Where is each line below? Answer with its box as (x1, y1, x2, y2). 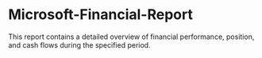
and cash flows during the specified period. (8, 40, 151, 49)
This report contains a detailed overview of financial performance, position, (8, 32, 255, 41)
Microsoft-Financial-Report (8, 6, 193, 24)
